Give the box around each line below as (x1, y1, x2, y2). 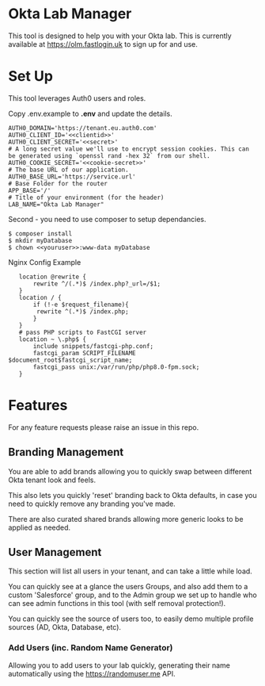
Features (8, 397, 68, 415)
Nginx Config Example (8, 257, 81, 266)
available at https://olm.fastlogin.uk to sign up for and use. (8, 39, 198, 48)
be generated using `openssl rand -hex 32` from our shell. (8, 151, 211, 159)
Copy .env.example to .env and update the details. (8, 109, 172, 118)
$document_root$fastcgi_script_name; (8, 356, 133, 364)
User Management (8, 546, 102, 559)
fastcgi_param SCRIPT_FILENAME (32, 349, 136, 357)
